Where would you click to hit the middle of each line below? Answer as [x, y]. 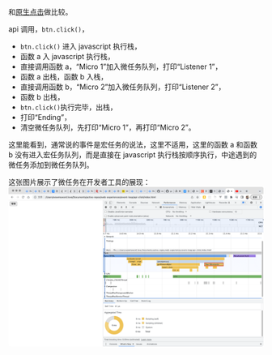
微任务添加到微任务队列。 [51, 165]
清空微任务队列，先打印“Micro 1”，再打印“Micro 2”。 [108, 127]
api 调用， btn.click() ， [49, 29]
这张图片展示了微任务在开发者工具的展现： [79, 182]
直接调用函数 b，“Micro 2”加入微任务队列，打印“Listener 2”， [123, 87]
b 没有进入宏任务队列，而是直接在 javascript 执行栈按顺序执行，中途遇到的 [133, 155]
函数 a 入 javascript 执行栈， [67, 56]
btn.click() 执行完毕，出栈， [68, 107]
